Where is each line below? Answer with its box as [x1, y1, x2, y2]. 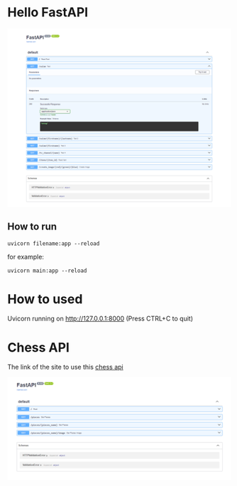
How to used [7, 291, 83, 307]
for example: [7, 253, 45, 261]
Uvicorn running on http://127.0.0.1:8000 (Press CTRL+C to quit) [7, 314, 194, 323]
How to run [7, 220, 57, 232]
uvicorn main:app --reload [7, 267, 87, 274]
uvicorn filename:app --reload [7, 240, 100, 247]
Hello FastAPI [7, 4, 89, 21]
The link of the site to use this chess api [7, 363, 123, 372]
